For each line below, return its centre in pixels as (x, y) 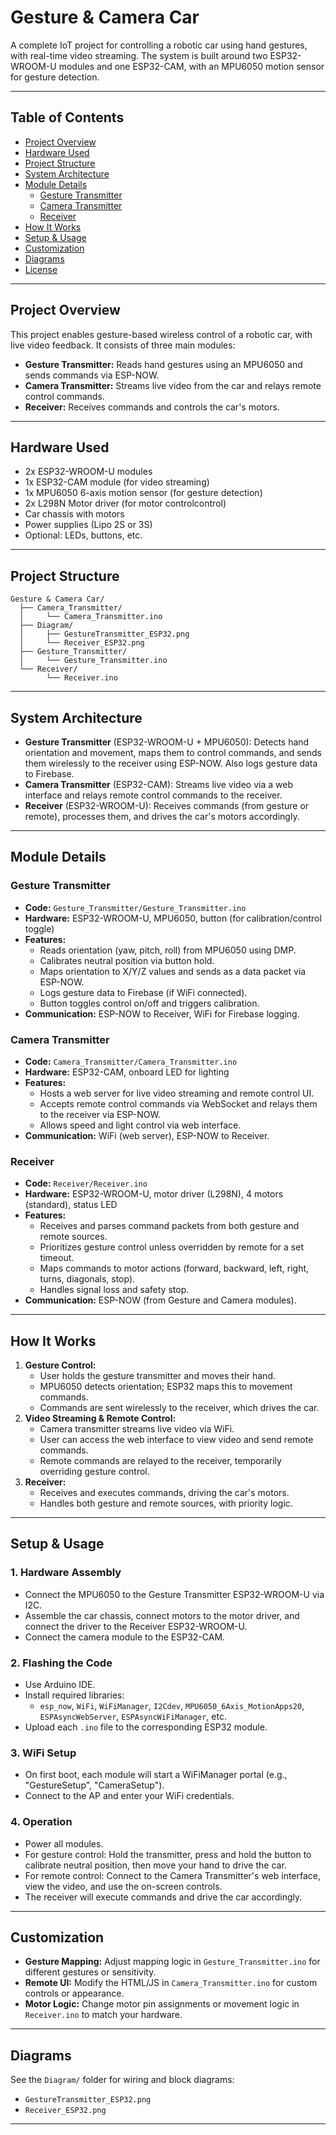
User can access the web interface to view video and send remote (176, 1440)
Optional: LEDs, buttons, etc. (83, 535)
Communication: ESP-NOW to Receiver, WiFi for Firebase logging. (162, 1013)
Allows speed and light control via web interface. (140, 1125)
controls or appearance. (74, 1993)
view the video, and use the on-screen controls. (123, 1886)
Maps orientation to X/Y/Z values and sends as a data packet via (173, 971)
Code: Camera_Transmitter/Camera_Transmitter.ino (131, 1061)
